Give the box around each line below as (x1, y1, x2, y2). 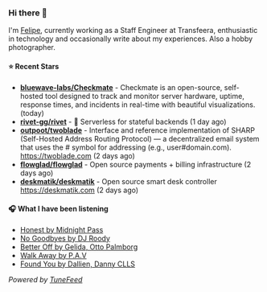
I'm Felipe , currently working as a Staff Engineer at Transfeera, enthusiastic (8, 26, 258, 35)
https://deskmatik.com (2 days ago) (19, 185, 139, 195)
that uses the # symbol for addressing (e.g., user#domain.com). (19, 142, 232, 152)
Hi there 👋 (8, 7, 48, 19)
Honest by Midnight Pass (19, 224, 104, 234)
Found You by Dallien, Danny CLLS (19, 259, 135, 269)
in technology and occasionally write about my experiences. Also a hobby (8, 34, 253, 43)
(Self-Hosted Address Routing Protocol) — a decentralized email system (19, 134, 260, 143)
